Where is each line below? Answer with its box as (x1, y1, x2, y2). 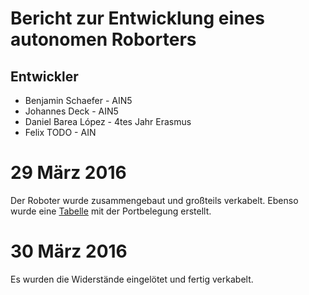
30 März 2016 (10, 240, 128, 263)
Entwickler (10, 68, 79, 85)
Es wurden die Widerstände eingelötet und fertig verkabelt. (10, 273, 254, 285)
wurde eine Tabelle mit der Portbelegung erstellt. (10, 205, 212, 217)
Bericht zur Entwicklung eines (10, 7, 265, 30)
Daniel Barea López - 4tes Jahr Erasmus (24, 116, 192, 127)
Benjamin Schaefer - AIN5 (24, 95, 133, 106)
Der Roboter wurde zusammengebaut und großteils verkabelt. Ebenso (10, 194, 299, 206)
